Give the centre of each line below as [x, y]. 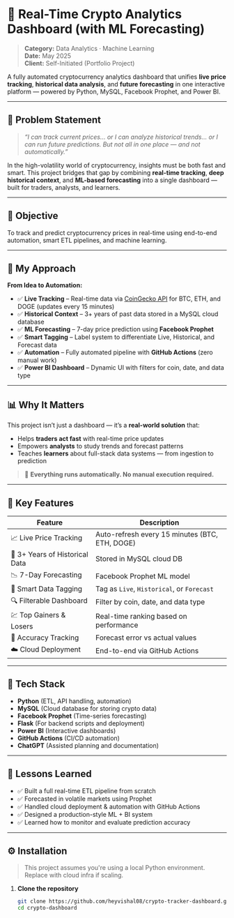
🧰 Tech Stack [36, 684]
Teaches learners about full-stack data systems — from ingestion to [115, 453]
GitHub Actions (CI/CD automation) [69, 738]
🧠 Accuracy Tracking [45, 638]
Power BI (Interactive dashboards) [67, 730]
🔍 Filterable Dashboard [49, 601]
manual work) [37, 360]
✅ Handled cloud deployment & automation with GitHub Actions [109, 806]
